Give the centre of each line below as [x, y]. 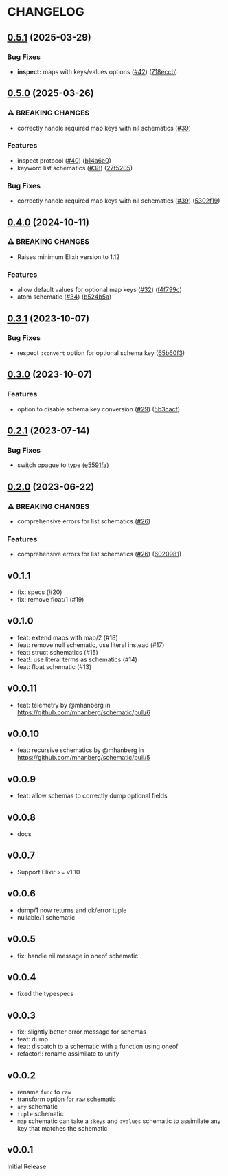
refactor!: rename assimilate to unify [68, 1054]
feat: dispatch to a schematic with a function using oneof [98, 1047]
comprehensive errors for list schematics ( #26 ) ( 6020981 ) [99, 554]
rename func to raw [44, 1092]
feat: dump [32, 1039]
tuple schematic [40, 1113]
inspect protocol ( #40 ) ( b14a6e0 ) [64, 160]
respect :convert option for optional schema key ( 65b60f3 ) [101, 353]
